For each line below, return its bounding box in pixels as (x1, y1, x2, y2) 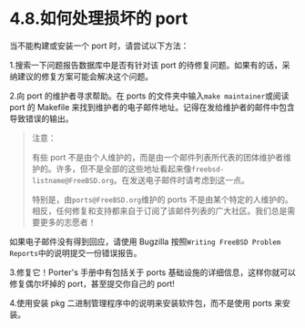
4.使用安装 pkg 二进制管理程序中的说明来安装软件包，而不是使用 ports (9, 297, 273, 308)
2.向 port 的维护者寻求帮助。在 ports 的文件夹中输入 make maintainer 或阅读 (9, 90, 290, 101)
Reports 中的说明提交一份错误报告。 (9, 247, 143, 258)
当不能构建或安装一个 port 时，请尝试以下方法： (9, 40, 189, 51)
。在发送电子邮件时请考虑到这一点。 (113, 174, 249, 185)
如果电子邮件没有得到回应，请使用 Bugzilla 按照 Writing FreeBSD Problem (9, 236, 281, 247)
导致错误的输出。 (9, 113, 74, 124)
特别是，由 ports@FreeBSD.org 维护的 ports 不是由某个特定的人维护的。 (31, 193, 293, 205)
